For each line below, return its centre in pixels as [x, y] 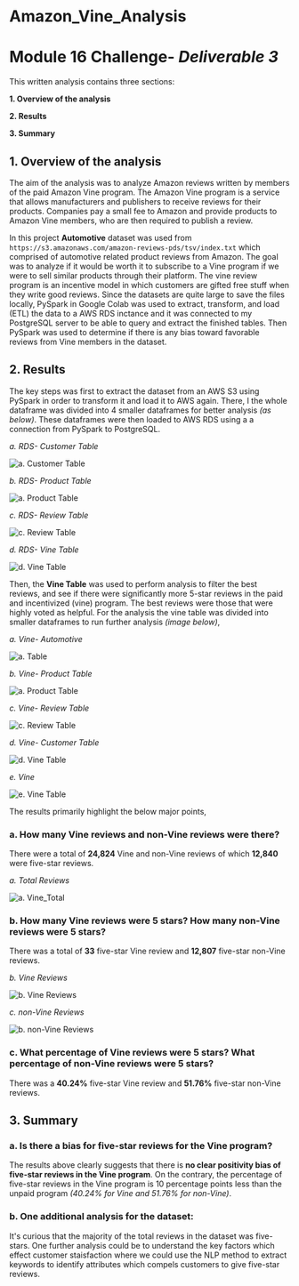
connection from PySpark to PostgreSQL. [85, 429]
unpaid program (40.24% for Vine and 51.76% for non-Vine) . [121, 1194]
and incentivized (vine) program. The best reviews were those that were [141, 603]
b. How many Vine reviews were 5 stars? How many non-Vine [145, 920]
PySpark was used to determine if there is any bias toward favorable [134, 332]
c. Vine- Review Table [49, 708]
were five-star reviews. [52, 864]
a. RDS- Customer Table [54, 446]
